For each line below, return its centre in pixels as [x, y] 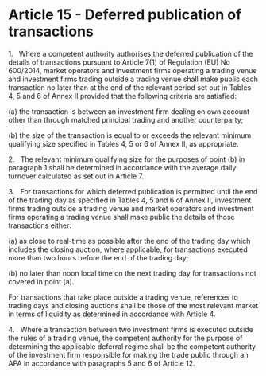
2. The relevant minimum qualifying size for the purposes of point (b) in [127, 159]
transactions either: [40, 225]
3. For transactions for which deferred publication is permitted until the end [133, 191]
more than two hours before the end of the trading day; [98, 257]
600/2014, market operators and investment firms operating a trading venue [133, 70]
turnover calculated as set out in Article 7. [76, 176]
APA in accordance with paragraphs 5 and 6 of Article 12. [102, 363]
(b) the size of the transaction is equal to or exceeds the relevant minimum [130, 135]
